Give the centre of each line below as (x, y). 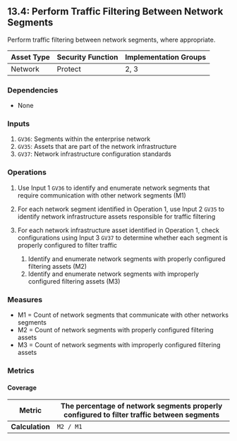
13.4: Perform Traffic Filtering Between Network (115, 12)
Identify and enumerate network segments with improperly (114, 274)
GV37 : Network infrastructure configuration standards (94, 154)
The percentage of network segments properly (142, 406)
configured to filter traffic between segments (141, 415)
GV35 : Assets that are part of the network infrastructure (97, 147)
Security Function (87, 57)
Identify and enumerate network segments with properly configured (127, 259)
